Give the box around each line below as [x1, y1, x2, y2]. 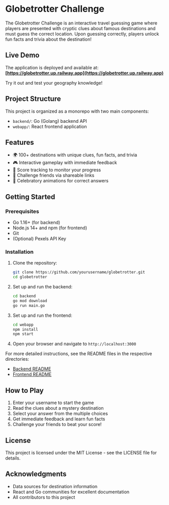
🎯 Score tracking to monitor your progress [12, 167, 101, 173]
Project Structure [5, 95, 61, 103]
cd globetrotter [12, 275, 47, 280]
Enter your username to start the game [12, 400, 94, 406]
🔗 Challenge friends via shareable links [12, 172, 95, 178]
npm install [12, 327, 38, 332]
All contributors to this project [12, 494, 75, 500]
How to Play [5, 386, 44, 395]
